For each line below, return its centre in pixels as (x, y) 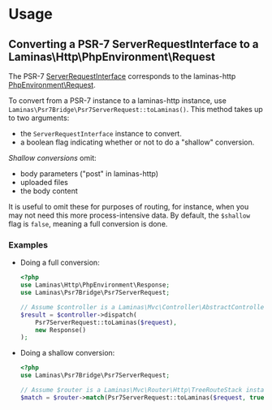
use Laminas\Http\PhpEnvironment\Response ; (95, 285)
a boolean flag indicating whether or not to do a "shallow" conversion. (137, 142)
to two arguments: (39, 118)
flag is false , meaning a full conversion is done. (88, 224)
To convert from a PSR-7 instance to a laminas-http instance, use (118, 101)
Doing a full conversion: (60, 263)
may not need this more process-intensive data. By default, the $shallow (129, 215)
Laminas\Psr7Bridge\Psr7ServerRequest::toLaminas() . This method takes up (136, 109)
